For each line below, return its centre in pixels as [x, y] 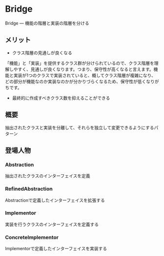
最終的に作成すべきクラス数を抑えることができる [61, 98]
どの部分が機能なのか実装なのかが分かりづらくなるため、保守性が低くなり [80, 81]
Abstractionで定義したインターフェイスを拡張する [55, 200]
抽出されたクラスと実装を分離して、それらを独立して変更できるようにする [80, 128]
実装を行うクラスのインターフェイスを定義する [52, 224]
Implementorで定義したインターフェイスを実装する [56, 249]
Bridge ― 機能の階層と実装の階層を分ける [47, 23]
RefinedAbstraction [29, 189]
